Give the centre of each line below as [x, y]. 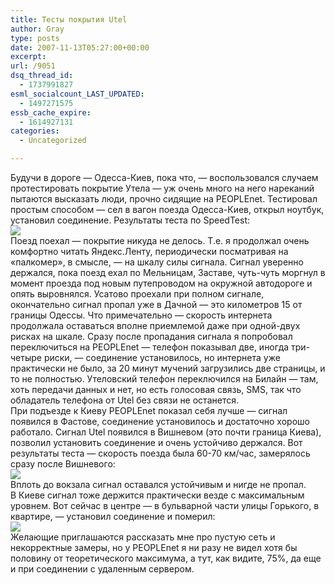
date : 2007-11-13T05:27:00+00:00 [80, 47]
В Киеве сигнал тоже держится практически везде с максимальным [157, 495]
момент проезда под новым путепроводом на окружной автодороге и [161, 283]
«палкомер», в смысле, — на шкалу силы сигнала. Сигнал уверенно [157, 262]
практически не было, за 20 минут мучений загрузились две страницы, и [168, 368]
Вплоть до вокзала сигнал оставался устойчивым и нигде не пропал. [158, 484]
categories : [35, 131]
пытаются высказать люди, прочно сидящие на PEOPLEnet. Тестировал [164, 199]
